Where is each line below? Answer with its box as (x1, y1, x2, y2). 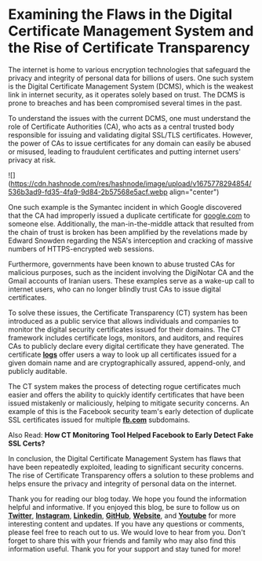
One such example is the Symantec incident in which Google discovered (8, 202, 242, 211)
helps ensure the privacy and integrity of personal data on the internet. (8, 478, 237, 488)
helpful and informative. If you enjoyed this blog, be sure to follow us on (8, 502, 240, 511)
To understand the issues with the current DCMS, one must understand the (8, 113, 251, 123)
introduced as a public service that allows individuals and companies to (8, 316, 239, 325)
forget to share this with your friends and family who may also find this (8, 536, 237, 545)
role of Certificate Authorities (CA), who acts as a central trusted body (8, 122, 235, 131)
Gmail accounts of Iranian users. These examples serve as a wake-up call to (8, 276, 255, 285)
